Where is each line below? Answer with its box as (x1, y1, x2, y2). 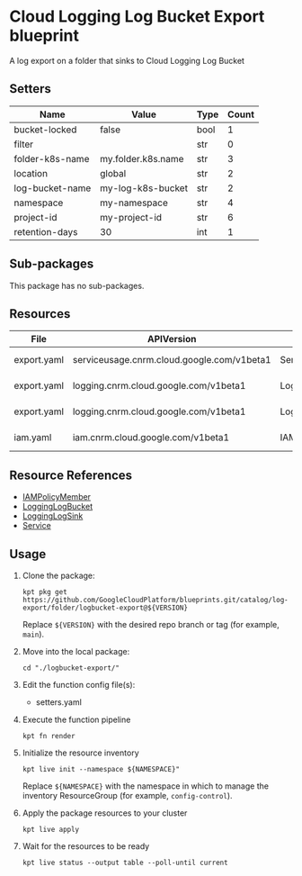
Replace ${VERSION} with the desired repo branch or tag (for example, (22, 619, 280, 629)
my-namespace (100, 196, 168, 209)
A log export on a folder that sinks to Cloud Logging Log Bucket (9, 55, 245, 66)
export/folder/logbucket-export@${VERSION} (22, 603, 189, 612)
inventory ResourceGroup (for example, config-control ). (22, 790, 233, 800)
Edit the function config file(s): (22, 680, 136, 690)
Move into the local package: (22, 646, 130, 656)
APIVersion (147, 333, 197, 346)
